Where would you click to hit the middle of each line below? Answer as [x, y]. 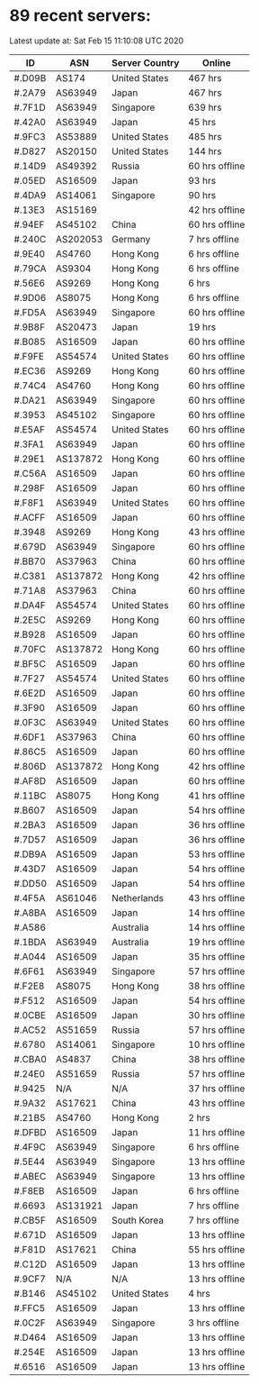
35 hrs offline [217, 956]
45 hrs [202, 122]
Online [216, 62]
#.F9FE [29, 356]
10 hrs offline [217, 1044]
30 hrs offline [217, 1015]
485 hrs [205, 136]
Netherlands [138, 898]
